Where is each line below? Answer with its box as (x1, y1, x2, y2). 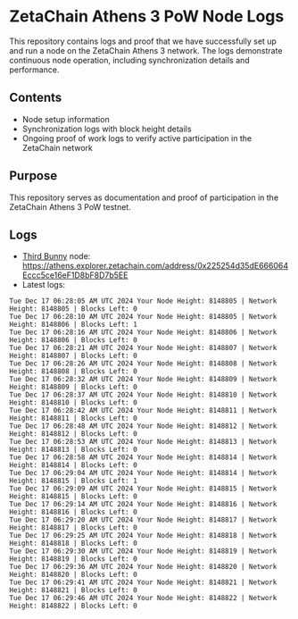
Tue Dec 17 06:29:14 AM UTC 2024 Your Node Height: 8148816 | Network (9, 500, 277, 509)
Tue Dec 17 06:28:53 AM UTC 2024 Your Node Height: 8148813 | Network (9, 438, 277, 447)
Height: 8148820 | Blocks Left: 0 (9, 570, 138, 580)
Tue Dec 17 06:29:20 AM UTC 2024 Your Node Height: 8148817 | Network (9, 515, 277, 524)
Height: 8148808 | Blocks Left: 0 (9, 367, 138, 376)
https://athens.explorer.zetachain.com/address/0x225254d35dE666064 (21, 261, 288, 272)
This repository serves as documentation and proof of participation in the (9, 192, 279, 203)
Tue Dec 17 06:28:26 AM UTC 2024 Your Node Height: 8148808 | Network (9, 359, 277, 368)
